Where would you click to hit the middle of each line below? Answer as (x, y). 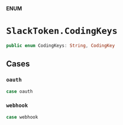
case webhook (22, 117)
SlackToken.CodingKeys (62, 31)
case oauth (20, 91)
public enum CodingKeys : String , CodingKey (61, 45)
